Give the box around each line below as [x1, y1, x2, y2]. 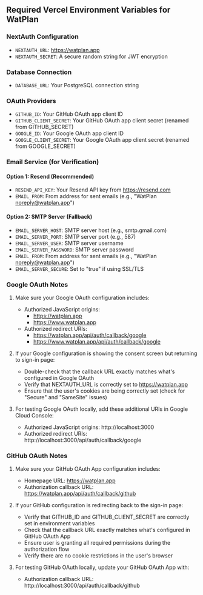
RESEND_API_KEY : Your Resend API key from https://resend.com [15, 186, 171, 193]
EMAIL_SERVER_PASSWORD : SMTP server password [15, 245, 135, 253]
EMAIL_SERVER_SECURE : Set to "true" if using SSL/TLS [15, 265, 144, 272]
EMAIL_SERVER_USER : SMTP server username [15, 239, 124, 247]
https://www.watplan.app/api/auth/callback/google [33, 337, 161, 345]
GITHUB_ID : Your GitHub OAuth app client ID [15, 110, 123, 118]
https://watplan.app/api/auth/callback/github [24, 490, 136, 497]
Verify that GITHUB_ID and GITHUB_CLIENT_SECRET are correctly [24, 513, 190, 520]
